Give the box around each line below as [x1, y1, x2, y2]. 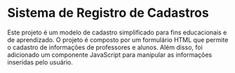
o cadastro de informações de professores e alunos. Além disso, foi [7, 43, 203, 51]
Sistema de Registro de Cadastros [7, 5, 209, 21]
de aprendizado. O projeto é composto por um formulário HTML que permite [7, 35, 229, 44]
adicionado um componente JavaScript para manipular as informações [7, 51, 213, 59]
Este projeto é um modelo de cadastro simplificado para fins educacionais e [7, 28, 227, 36]
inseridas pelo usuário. [7, 58, 74, 66]
